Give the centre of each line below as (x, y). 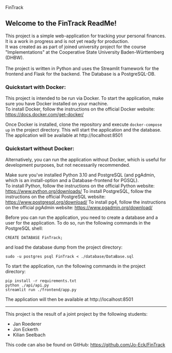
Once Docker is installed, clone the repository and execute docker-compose (84, 124)
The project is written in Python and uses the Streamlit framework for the (82, 68)
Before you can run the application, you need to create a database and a (82, 217)
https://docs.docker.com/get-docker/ (45, 115)
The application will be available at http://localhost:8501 (64, 136)
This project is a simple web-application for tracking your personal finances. (86, 36)
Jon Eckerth (25, 329)
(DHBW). (15, 57)
